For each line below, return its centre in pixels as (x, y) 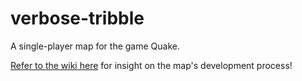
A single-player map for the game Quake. (95, 46)
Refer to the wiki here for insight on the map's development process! (151, 65)
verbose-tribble (77, 18)
